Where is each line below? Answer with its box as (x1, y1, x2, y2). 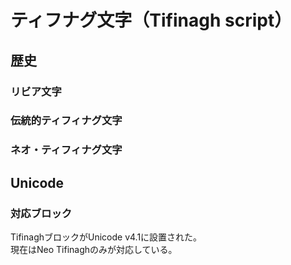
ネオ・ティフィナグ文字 (10, 143, 123, 157)
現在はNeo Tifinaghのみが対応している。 (10, 244, 178, 256)
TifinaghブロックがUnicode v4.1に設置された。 (10, 231, 203, 243)
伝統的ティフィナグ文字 (10, 114, 123, 128)
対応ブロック (10, 206, 73, 220)
